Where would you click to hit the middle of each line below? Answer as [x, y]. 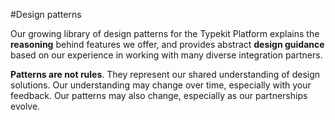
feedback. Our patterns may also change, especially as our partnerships [159, 95]
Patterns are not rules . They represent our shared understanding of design [165, 74]
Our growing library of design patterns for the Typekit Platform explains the [165, 33]
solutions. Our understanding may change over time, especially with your [161, 85]
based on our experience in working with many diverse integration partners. [166, 55]
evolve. [25, 106]
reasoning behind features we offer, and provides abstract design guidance [167, 44]
